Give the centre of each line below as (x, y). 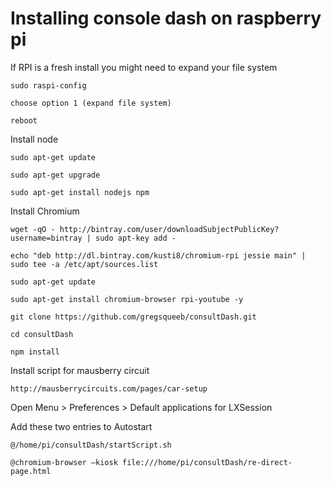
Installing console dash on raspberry (166, 18)
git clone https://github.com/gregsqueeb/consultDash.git (133, 317)
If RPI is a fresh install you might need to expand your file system (144, 67)
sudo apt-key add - (136, 238)
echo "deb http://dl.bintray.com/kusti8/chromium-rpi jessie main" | (158, 255)
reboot (24, 120)
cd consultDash (42, 334)
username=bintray (46, 238)
